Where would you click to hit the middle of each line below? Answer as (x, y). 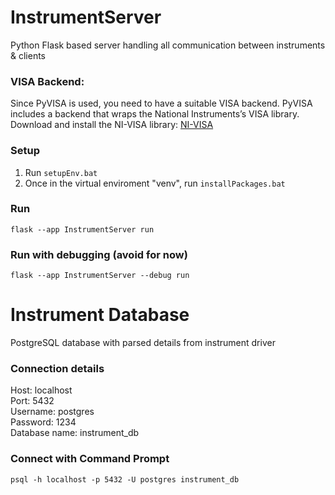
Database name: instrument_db (75, 433)
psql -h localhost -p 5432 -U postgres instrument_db (125, 479)
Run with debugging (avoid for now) (99, 254)
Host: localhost (41, 390)
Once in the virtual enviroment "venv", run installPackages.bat (155, 183)
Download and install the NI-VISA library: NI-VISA (112, 125)
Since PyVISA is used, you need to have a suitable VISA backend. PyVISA (161, 103)
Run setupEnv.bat (61, 172)
